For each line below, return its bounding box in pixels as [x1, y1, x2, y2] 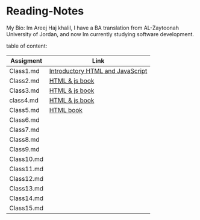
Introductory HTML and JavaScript [49, 66, 148, 75]
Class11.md [9, 165, 44, 173]
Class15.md [9, 204, 44, 212]
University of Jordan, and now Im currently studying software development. [6, 30, 195, 37]
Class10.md [9, 155, 44, 163]
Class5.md [9, 105, 40, 114]
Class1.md [9, 66, 40, 75]
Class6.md [9, 116, 40, 124]
